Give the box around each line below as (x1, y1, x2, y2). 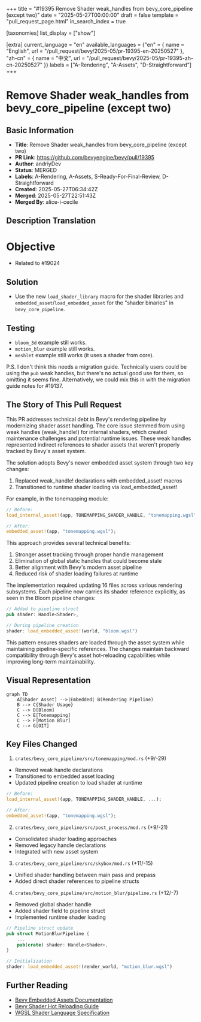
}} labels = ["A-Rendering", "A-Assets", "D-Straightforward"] (44, 61, 192, 68)
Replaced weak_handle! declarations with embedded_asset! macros (14, 477, 182, 484)
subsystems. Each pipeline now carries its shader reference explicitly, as (6, 588, 185, 595)
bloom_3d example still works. (14, 339, 87, 346)
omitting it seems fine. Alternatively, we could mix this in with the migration (6, 376, 191, 383)
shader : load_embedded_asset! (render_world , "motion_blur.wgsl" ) (6, 964, 172, 970)
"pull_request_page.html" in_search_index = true (6, 18, 126, 25)
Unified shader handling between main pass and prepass (14, 871, 156, 878)
